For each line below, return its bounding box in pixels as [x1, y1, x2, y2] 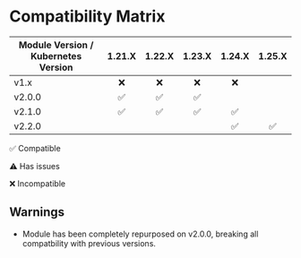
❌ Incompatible [9, 177, 65, 189]
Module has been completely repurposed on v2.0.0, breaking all [21, 228, 259, 239]
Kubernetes [30, 49, 82, 62]
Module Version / [18, 39, 94, 51]
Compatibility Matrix [9, 6, 166, 27]
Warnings [9, 204, 65, 220]
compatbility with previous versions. [21, 237, 157, 248]
